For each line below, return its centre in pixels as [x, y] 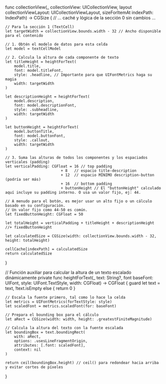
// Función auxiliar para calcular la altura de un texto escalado [68, 272]
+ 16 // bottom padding [86, 184]
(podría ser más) [23, 179]
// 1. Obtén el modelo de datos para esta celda [56, 44]
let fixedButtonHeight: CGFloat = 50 [44, 214]
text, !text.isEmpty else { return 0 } [40, 288]
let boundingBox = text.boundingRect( [45, 332]
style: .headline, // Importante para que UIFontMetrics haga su [83, 75]
